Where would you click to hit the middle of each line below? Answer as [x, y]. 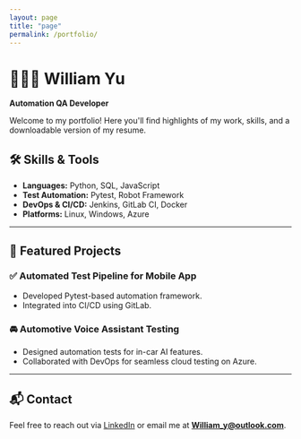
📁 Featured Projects [65, 250]
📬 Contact [41, 399]
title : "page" [36, 26]
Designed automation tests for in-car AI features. [112, 352]
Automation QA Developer [59, 103]
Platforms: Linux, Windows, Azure [86, 214]
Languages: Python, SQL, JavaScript [91, 185]
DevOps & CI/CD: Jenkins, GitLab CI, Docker [105, 205]
